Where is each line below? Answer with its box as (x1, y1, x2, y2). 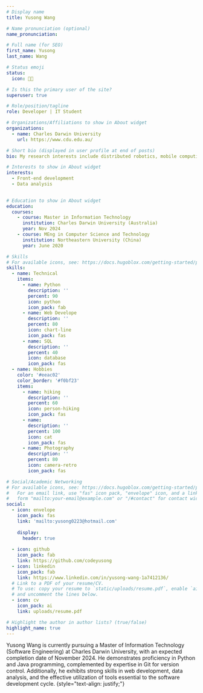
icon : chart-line (28, 327, 71, 333)
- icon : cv (11, 597, 39, 603)
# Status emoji (6, 64, 45, 70)
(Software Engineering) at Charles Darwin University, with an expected (6, 648, 182, 655)
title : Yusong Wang (6, 15, 56, 21)
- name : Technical (11, 270, 59, 276)
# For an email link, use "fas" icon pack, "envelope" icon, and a (6, 490, 185, 496)
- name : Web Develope (22, 310, 77, 316)
